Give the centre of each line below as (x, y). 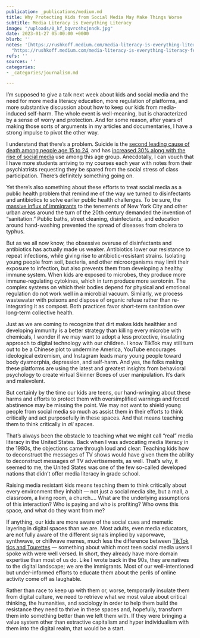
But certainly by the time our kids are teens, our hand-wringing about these (99, 393)
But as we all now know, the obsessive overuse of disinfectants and (89, 243)
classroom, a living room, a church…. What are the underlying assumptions (98, 498)
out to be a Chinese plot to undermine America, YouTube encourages (91, 349)
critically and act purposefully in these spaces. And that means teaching (95, 418)
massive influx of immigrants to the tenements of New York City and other (97, 207)
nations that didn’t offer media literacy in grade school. (73, 474)
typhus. (15, 232)
